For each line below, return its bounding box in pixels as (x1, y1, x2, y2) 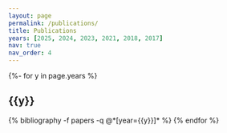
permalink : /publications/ (8, 19, 99, 27)
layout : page (8, 11, 52, 20)
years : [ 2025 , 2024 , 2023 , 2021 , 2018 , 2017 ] (8, 34, 164, 42)
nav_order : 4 (8, 49, 52, 57)
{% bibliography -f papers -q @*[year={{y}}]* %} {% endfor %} (8, 115, 220, 125)
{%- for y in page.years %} (8, 71, 98, 80)
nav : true (8, 42, 42, 50)
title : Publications (8, 26, 78, 34)
